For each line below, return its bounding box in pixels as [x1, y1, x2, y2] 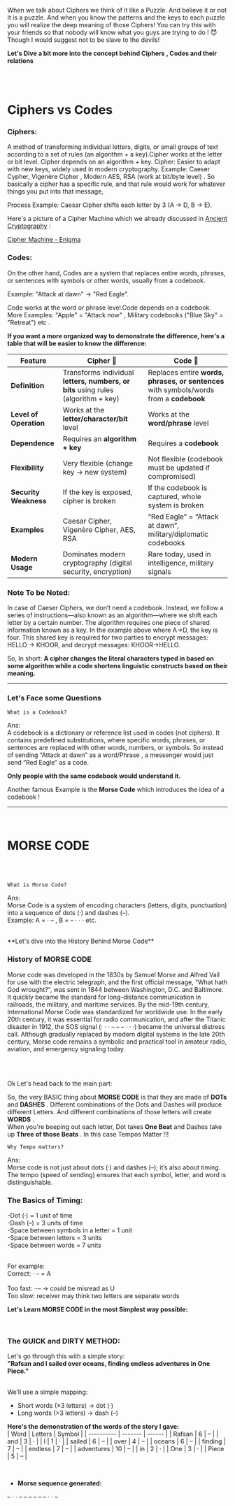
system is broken [148, 500, 204, 510]
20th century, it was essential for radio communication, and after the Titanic [7, 1015, 226, 1023]
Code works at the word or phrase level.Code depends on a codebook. [7, 303, 212, 312]
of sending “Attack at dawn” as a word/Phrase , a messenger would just [7, 751, 214, 759]
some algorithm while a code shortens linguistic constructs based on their [7, 662, 228, 670]
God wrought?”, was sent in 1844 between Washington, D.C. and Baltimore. [7, 985, 224, 993]
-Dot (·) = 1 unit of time [7, 1211, 73, 1219]
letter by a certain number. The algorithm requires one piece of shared [7, 619, 210, 627]
